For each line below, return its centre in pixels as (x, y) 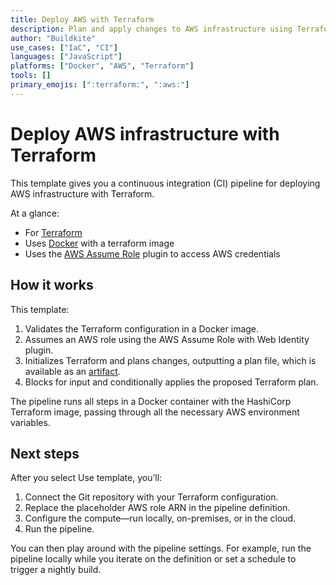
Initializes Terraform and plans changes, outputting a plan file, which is (170, 360)
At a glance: (35, 213)
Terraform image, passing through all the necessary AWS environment (155, 412)
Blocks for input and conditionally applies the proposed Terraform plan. (171, 382)
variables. (30, 422)
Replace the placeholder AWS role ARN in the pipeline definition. (157, 508)
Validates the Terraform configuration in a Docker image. (142, 328)
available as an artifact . (72, 371)
